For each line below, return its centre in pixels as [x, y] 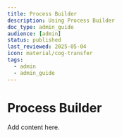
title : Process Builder [42, 14]
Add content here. [33, 127]
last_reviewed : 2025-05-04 [47, 47]
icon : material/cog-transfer [50, 54]
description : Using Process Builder [61, 20]
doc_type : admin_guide [41, 27]
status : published [34, 40]
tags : [15, 60]
